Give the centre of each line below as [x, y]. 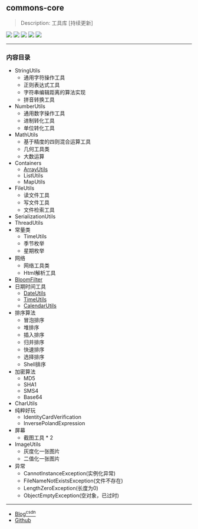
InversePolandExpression [54, 423]
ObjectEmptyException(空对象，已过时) [71, 495]
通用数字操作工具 [44, 113]
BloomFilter [29, 280]
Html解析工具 [39, 273]
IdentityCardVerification [52, 417]
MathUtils [26, 135]
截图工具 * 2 [38, 438]
